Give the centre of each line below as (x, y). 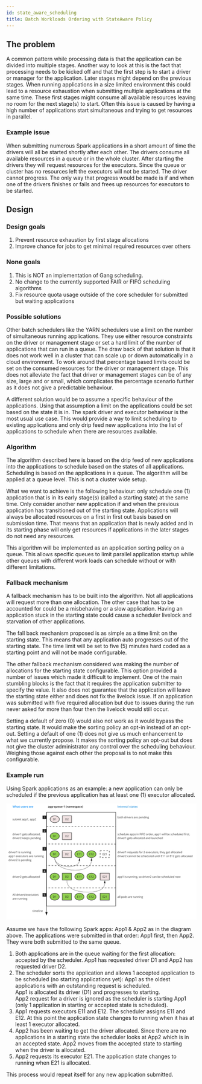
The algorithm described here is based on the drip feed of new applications (100, 460)
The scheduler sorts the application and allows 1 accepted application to (105, 973)
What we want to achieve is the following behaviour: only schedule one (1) (98, 491)
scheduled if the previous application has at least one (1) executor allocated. (101, 794)
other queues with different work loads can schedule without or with (91, 561)
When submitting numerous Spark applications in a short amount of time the (101, 146)
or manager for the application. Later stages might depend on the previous (99, 78)
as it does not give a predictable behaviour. (60, 388)
